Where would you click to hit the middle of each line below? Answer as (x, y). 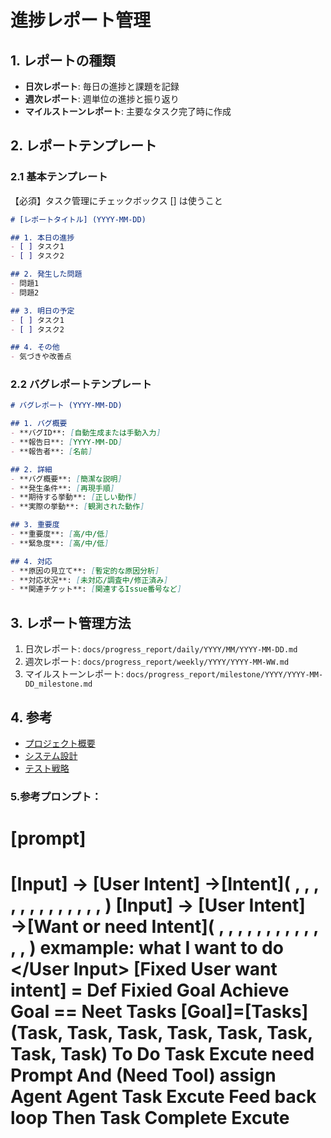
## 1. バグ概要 (39, 424)
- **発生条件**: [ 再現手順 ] (62, 488)
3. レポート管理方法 (71, 622)
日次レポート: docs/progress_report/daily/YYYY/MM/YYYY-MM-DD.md (161, 649)
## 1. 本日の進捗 (42, 237)
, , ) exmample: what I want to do (147, 948)
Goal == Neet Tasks (93, 1012)
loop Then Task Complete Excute (150, 1118)
